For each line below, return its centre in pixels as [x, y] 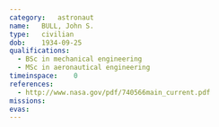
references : [31, 84]
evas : [19, 109]
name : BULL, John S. [52, 26]
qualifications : [39, 51]
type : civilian [42, 34]
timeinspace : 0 [44, 76]
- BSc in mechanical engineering [80, 59]
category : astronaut [52, 17]
